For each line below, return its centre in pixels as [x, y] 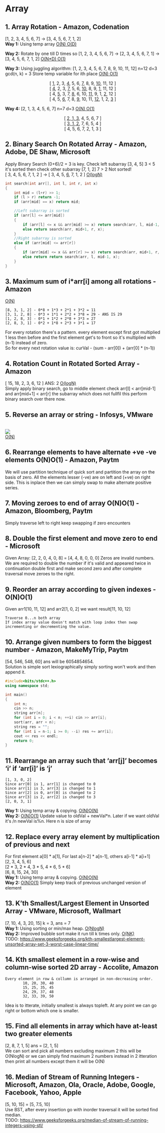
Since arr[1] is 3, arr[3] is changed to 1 [50, 789]
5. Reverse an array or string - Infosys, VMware [79, 414]
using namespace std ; [27, 686]
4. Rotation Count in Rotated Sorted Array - [72, 363]
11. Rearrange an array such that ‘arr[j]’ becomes [81, 761]
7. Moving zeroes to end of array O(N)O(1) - [72, 503]
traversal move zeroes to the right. [40, 574]
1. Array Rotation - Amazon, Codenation [67, 27]
